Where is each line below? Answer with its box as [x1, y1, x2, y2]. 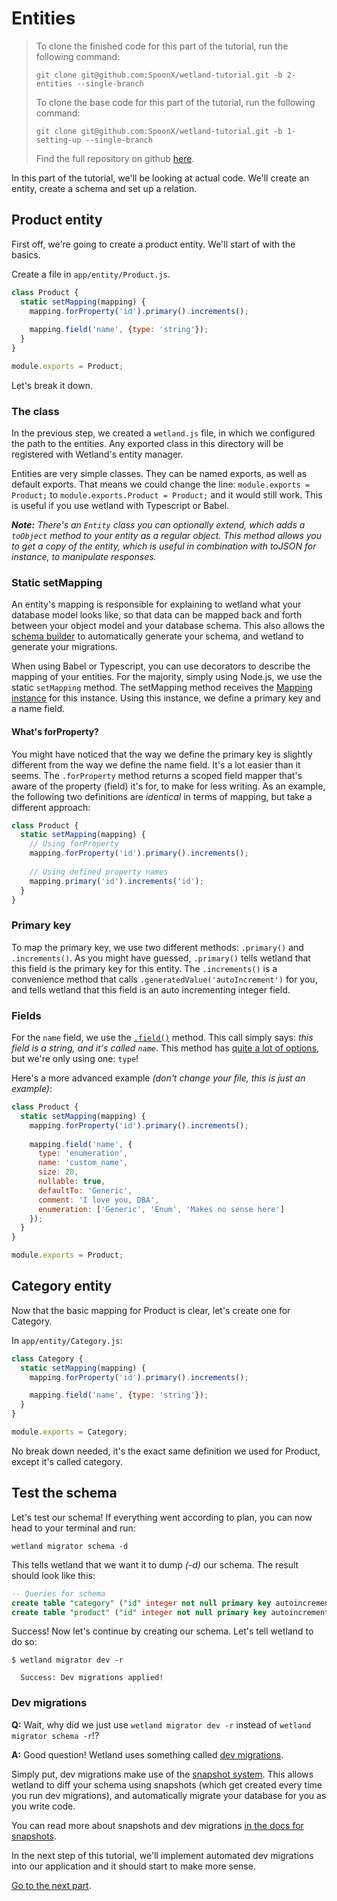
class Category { [11, 1353, 84, 1364]
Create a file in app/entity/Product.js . [11, 268, 171, 280]
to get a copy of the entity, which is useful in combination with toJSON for [11, 540, 317, 552]
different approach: [11, 801, 91, 813]
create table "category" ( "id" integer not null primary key [11, 1598, 272, 1608]
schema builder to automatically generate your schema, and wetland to [11, 630, 304, 642]
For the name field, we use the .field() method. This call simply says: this [11, 1032, 314, 1044]
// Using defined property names [29, 867, 169, 877]
